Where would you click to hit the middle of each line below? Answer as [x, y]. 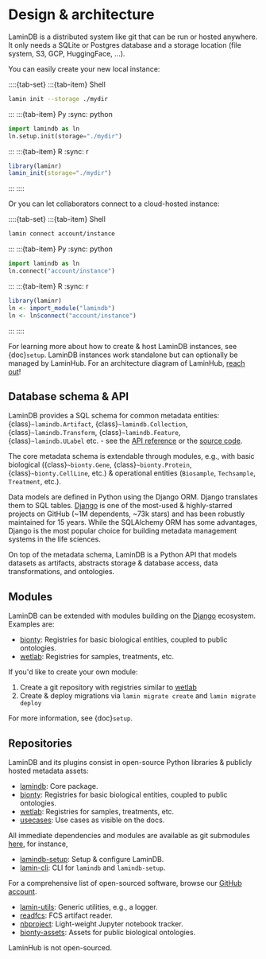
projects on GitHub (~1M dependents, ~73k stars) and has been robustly [127, 514]
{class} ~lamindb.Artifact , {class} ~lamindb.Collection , [98, 424]
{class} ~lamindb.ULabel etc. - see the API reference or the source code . [125, 441]
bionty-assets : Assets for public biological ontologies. [108, 932]
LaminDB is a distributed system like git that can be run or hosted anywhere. [133, 37]
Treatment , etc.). [35, 482]
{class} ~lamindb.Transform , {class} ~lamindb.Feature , [94, 433]
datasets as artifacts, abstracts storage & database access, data [113, 563]
